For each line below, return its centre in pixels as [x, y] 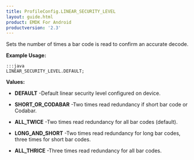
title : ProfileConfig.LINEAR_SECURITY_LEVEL [61, 11]
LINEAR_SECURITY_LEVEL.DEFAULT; [45, 71]
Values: [15, 82]
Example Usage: [26, 55]
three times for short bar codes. [53, 140]
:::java [15, 66]
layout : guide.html [30, 17]
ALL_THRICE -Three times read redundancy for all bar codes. [88, 151]
